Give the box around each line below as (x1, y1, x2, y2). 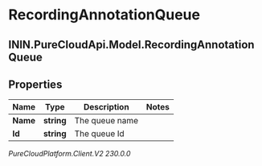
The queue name (74, 115, 139, 127)
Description (83, 102, 130, 113)
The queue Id (74, 128, 125, 139)
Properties (8, 77, 63, 91)
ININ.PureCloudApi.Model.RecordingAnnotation (8, 38, 255, 52)
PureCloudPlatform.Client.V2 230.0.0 (8, 149, 131, 159)
